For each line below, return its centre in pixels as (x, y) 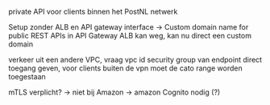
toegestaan (27, 77)
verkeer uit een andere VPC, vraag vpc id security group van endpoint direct (135, 60)
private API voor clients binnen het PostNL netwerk (93, 12)
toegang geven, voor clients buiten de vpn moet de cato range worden (126, 68)
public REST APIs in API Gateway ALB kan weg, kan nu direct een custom (130, 36)
